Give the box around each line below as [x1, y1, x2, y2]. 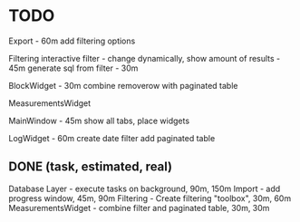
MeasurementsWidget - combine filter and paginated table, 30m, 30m [8, 202, 270, 213]
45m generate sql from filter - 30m [8, 63, 139, 73]
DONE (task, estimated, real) [8, 159, 173, 175]
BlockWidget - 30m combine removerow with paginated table [8, 80, 238, 91]
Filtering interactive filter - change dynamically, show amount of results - [8, 53, 281, 63]
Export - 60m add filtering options [8, 35, 136, 46]
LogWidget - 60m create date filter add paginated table [8, 132, 216, 143]
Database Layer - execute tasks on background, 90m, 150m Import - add [8, 183, 281, 194]
